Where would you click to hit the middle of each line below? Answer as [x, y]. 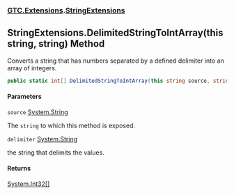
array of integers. [32, 68]
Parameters [24, 97]
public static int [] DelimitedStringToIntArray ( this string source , [109, 81]
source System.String [38, 112]
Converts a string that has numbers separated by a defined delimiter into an [116, 61]
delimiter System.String [42, 139]
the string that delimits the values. [56, 153]
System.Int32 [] [29, 184]
